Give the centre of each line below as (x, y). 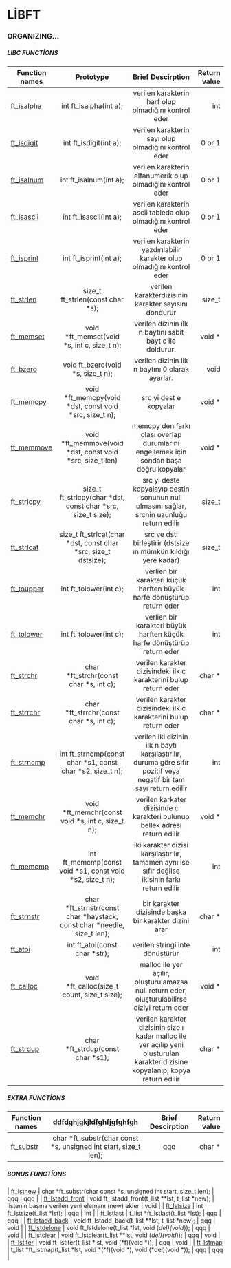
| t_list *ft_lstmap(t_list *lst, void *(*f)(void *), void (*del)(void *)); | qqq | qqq (115, 1250)
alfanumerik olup (161, 176)
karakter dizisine (161, 1062)
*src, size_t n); (92, 415)
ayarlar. (161, 378)
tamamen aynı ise (162, 863)
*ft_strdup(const (92, 1049)
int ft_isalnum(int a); (92, 180)
